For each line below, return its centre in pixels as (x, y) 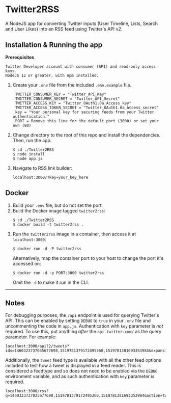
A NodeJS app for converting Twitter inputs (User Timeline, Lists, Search (81, 23)
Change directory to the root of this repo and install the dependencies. (87, 135)
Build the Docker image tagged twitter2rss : (59, 210)
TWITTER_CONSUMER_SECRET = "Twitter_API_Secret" (68, 99)
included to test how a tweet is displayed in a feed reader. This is (73, 366)
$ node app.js (27, 158)
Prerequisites (20, 57)
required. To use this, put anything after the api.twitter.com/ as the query (83, 332)
